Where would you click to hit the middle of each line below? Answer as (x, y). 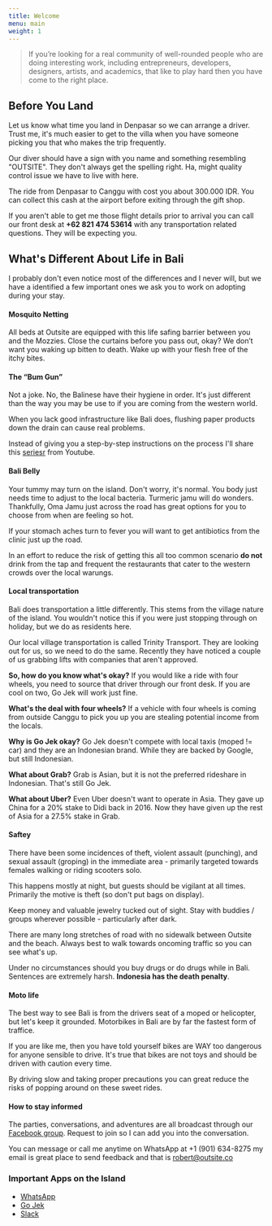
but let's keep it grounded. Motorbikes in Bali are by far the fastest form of (132, 1022)
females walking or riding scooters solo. (75, 870)
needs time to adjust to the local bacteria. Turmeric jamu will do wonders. (131, 498)
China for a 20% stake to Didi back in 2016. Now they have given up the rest (136, 807)
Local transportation (44, 591)
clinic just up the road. (45, 539)
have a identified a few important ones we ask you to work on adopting (127, 287)
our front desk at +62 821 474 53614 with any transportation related (123, 225)
